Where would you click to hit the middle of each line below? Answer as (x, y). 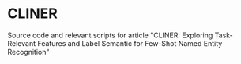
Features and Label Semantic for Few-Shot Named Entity (130, 43)
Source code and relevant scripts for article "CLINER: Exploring (110, 35)
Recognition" (28, 52)
